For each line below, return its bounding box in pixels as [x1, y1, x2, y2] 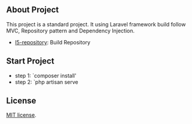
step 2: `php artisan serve [14, 78, 79, 86]
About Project [6, 5, 59, 15]
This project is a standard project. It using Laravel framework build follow [6, 20, 186, 28]
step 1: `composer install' [14, 72, 77, 79]
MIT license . [6, 111, 37, 119]
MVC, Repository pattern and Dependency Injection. [6, 27, 135, 34]
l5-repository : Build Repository [14, 38, 91, 46]
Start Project [6, 56, 55, 66]
